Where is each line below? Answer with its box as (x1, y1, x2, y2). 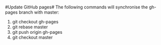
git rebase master (12, 24, 48, 30)
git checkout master (12, 34, 53, 40)
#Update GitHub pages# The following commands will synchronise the (5, 4, 148, 10)
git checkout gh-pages (12, 19, 59, 24)
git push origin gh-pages (12, 29, 63, 35)
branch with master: (19, 9, 59, 15)
